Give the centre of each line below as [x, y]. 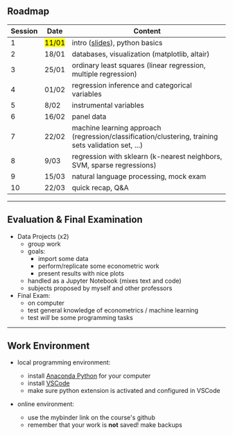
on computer [46, 303]
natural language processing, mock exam [139, 176]
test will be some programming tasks [80, 317]
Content [147, 31]
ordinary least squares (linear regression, [139, 65]
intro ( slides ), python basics [117, 42]
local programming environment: [64, 362]
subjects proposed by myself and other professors [100, 288]
